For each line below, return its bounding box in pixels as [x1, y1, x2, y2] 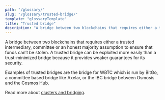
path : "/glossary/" [5, 7, 45, 12]
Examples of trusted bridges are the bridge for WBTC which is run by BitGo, [5, 69, 158, 75]
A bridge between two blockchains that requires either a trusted [5, 39, 135, 45]
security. [5, 60, 23, 66]
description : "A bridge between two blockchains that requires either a [5, 26, 157, 31]
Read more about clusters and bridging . [5, 90, 85, 96]
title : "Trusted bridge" [5, 21, 56, 26]
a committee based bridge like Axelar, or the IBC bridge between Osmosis [5, 75, 155, 81]
